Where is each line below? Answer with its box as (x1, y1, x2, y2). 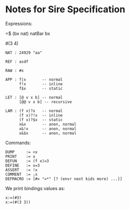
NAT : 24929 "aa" (5, 50, 42, 55)
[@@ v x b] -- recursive (18, 99, 72, 104)
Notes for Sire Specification (5, 4, 125, 15)
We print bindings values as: (5, 185, 65, 191)
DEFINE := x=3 (5, 162, 40, 168)
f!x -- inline (18, 81, 63, 86)
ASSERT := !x (5, 167, 38, 172)
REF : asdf (5, 59, 29, 64)
